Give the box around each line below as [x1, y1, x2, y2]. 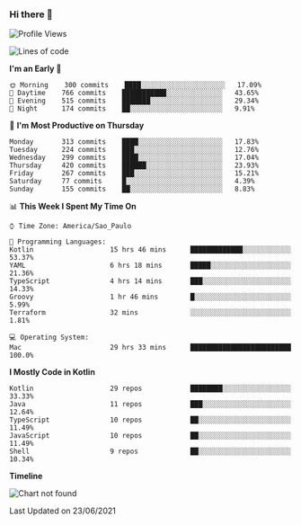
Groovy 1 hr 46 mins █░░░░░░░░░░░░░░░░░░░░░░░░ [9, 292, 292, 302]
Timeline [9, 471, 43, 482]
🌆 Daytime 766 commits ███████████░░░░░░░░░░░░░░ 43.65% [9, 89, 259, 98]
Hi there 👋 [9, 8, 54, 21]
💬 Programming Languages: [9, 237, 106, 246]
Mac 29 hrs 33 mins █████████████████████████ [9, 343, 292, 352]
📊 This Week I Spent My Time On [9, 201, 137, 212]
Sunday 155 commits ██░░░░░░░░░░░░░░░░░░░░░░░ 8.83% [9, 184, 255, 194]
